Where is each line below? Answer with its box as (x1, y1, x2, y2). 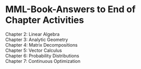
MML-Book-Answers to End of (5, 4, 136, 15)
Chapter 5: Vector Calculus (5, 47, 62, 53)
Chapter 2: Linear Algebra (5, 31, 60, 37)
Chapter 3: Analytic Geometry (5, 37, 68, 43)
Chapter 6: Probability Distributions (5, 52, 79, 59)
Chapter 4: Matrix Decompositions (5, 42, 78, 48)
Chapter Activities (5, 14, 84, 26)
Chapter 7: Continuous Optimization (5, 58, 81, 64)
